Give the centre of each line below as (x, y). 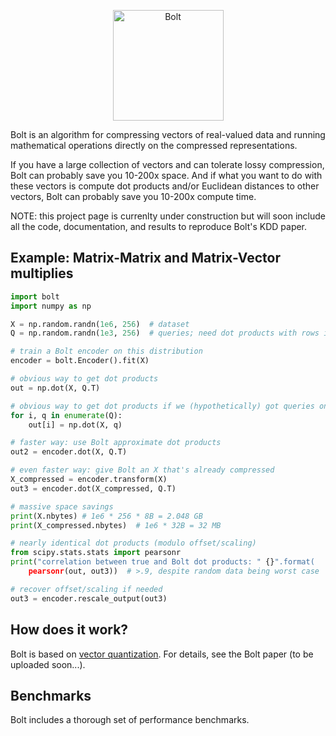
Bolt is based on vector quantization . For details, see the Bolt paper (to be (162, 654)
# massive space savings (62, 506)
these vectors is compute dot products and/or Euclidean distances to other (165, 186)
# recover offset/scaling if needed (86, 589)
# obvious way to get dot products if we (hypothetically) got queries (162, 406)
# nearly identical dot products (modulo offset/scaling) (133, 543)
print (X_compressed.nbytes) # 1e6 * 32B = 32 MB (116, 525)
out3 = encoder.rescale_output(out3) (89, 598)
